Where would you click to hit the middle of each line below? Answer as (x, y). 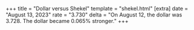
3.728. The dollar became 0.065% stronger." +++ (67, 21)
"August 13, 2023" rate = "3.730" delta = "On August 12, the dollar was (94, 15)
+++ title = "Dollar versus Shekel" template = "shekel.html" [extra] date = (97, 9)
